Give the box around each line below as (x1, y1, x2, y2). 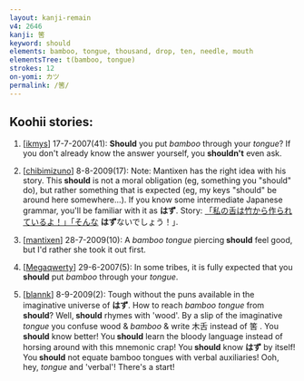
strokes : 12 (9, 64, 54, 73)
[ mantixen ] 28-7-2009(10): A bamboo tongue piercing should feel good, (22, 235, 293, 246)
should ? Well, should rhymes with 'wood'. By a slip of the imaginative (22, 310, 283, 321)
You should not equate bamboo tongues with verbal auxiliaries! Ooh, (22, 352, 279, 363)
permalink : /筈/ (9, 81, 70, 90)
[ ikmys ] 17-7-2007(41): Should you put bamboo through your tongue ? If (22, 138, 291, 150)
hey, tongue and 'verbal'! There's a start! (22, 362, 175, 373)
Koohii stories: (9, 114, 93, 130)
